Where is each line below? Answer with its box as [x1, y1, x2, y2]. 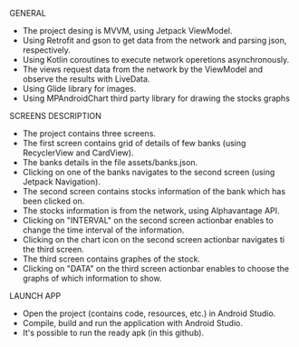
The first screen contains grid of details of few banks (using [22, 138, 246, 148]
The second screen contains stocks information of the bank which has [22, 186, 286, 196]
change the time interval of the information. [22, 224, 185, 235]
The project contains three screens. [22, 128, 157, 139]
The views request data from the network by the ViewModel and [22, 64, 264, 74]
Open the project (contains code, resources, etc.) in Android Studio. [22, 308, 276, 319]
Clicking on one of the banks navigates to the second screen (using [22, 167, 275, 177]
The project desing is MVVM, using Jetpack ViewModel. [22, 25, 233, 35]
